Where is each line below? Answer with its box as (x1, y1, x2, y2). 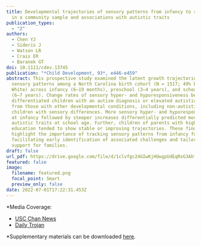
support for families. (11, 142, 68, 148)
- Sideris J (11, 42, 42, 48)
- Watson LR (11, 48, 42, 54)
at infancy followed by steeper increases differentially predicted (11, 114, 186, 120)
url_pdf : (6, 153, 28, 159)
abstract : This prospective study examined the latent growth (6, 75, 165, 81)
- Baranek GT (11, 59, 44, 65)
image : (6, 165, 23, 171)
